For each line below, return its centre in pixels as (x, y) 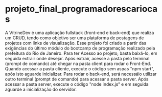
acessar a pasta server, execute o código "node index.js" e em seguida (77, 84)
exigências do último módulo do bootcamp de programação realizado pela (80, 48)
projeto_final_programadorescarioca (81, 9)
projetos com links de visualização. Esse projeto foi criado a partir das (76, 43)
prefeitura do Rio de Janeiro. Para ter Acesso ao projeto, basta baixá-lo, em (81, 53)
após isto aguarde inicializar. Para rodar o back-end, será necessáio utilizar (81, 74)
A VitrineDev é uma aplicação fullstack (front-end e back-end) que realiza (80, 32)
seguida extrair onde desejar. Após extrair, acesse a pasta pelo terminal (77, 58)
